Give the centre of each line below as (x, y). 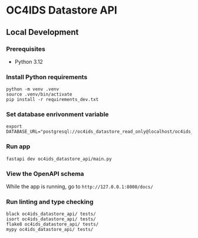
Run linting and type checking (50, 201)
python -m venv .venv (33, 89)
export (14, 127)
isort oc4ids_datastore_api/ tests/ (51, 219)
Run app (18, 146)
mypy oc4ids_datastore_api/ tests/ (50, 230)
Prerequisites (26, 49)
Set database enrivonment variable (57, 115)
